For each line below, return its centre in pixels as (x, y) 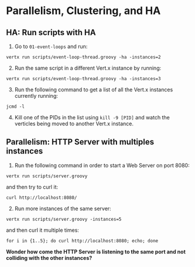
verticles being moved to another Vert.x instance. (74, 124)
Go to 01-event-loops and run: (51, 46)
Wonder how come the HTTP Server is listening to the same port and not (96, 251)
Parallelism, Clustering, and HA (83, 11)
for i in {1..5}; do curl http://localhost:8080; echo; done (82, 241)
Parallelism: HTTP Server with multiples (80, 142)
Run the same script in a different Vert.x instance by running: (88, 68)
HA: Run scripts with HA (51, 32)
